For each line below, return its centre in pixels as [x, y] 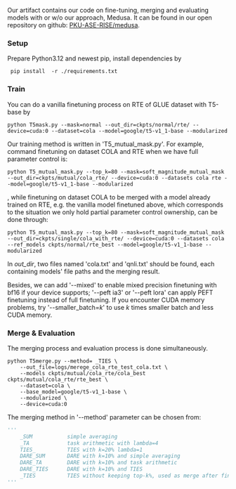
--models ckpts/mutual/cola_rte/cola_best [83, 373]
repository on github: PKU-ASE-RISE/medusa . [74, 25]
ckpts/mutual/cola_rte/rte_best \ [58, 379]
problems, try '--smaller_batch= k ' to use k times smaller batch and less [111, 307]
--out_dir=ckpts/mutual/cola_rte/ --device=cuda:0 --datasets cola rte [114, 178]
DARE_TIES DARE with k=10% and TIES [81, 469]
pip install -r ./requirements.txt [64, 72]
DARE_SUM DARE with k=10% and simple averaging [100, 456]
